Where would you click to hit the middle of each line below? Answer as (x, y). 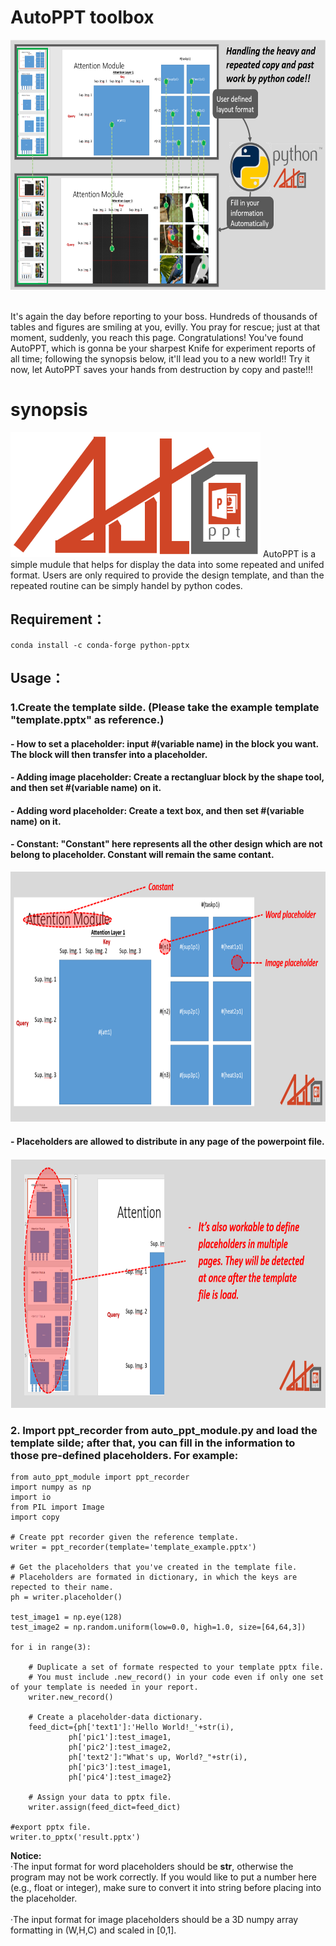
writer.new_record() (71, 1697)
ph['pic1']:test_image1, (120, 1737)
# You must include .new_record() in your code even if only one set (176, 1677)
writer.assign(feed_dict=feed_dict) (105, 1807)
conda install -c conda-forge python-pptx (100, 645)
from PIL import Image (57, 1507)
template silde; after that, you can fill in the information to (153, 1443)
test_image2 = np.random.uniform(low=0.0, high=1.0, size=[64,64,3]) (158, 1627)
